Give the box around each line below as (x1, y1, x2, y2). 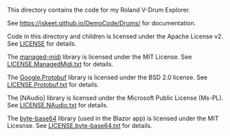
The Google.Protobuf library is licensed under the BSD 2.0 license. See (7, 73, 208, 81)
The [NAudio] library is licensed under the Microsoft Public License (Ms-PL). (7, 94, 224, 102)
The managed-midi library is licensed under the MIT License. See (7, 53, 192, 61)
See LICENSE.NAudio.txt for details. (7, 101, 108, 109)
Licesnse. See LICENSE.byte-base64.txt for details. (7, 122, 152, 129)
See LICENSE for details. (7, 40, 77, 47)
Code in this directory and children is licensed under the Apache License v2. (7, 32, 224, 40)
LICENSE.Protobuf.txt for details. (7, 81, 100, 88)
